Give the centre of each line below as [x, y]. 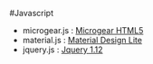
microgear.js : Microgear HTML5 [83, 30]
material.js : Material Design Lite [82, 40]
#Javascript [32, 13]
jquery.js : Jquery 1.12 [62, 50]
